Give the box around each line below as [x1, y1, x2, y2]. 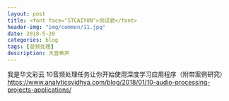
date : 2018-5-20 [7, 30, 55, 37]
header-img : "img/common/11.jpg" [7, 23, 106, 30]
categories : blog [7, 37, 59, 44]
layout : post [7, 10, 46, 18]
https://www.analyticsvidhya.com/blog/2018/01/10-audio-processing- [7, 78, 211, 86]
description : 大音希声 [7, 50, 70, 57]
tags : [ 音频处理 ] [7, 43, 54, 50]
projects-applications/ [7, 85, 72, 94]
